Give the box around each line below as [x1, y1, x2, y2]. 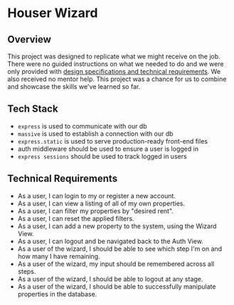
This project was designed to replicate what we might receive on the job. [7, 52, 220, 60]
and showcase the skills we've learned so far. [7, 82, 141, 90]
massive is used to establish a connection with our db [17, 129, 174, 138]
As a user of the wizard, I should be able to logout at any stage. [17, 274, 203, 283]
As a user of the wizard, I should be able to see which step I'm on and [17, 244, 223, 253]
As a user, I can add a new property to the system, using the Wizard [17, 222, 217, 230]
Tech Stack [7, 103, 58, 115]
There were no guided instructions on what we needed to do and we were [7, 60, 224, 68]
